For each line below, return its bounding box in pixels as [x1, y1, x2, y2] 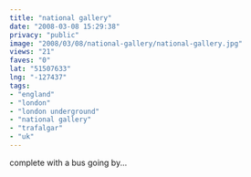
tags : [9, 81, 30, 90]
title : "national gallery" [9, 13, 112, 23]
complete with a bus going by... [9, 157, 128, 168]
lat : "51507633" [9, 65, 71, 74]
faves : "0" [9, 56, 51, 65]
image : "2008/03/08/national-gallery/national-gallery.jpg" [9, 38, 244, 48]
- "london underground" [9, 107, 100, 116]
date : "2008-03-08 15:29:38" [9, 22, 120, 31]
